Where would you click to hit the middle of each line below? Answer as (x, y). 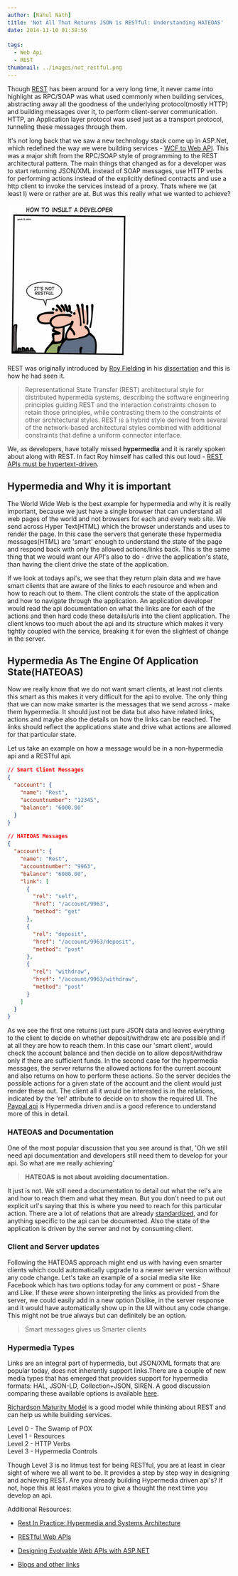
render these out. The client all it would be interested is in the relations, (111, 1091)
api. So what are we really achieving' (61, 1163)
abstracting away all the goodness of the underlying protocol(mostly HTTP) (118, 104)
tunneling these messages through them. (67, 127)
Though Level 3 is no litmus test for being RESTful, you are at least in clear (117, 1466)
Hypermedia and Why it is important (89, 486)
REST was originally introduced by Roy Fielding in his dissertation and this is (119, 368)
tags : (15, 45)
